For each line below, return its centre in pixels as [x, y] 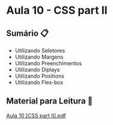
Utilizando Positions [39, 76]
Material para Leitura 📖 [50, 101]
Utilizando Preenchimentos [48, 63]
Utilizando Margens [39, 57]
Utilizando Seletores [40, 51]
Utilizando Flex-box [39, 82]
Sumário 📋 [28, 33]
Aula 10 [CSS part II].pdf [36, 115]
